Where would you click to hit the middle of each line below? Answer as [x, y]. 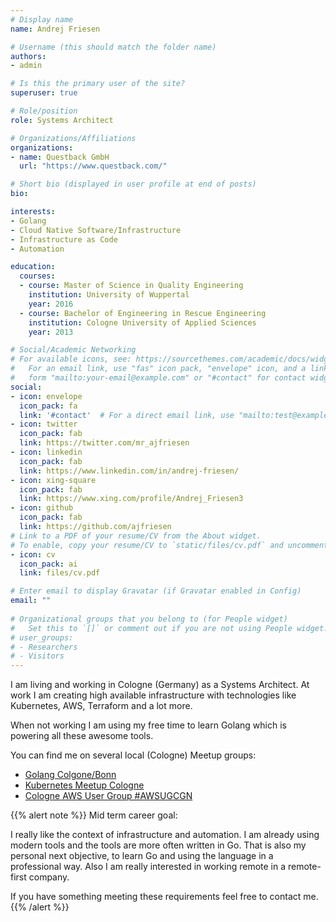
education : [33, 267]
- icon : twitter [44, 424]
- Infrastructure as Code [64, 239]
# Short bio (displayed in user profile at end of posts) [133, 184]
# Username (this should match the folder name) [113, 47]
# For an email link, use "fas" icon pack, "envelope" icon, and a [158, 369]
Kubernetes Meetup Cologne [84, 785]
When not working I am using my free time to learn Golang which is [148, 725]
